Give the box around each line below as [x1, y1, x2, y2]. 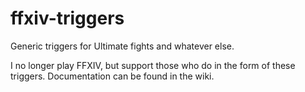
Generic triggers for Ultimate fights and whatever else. [10, 40, 235, 52]
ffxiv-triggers [10, 7, 125, 30]
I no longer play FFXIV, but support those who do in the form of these [10, 59, 296, 71]
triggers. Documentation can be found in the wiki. [10, 70, 215, 82]
